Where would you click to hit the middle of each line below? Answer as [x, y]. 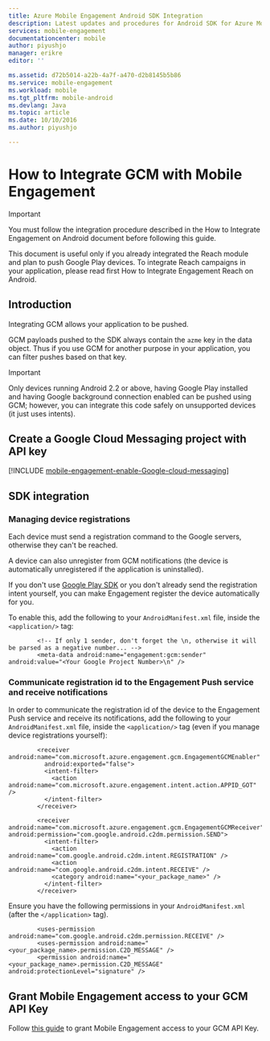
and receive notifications [58, 692]
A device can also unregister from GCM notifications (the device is [119, 561]
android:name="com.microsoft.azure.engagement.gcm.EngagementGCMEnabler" [135, 758]
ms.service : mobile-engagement [61, 83]
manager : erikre [35, 53]
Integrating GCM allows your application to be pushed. [98, 324]
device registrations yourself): [58, 735]
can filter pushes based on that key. [67, 357]
